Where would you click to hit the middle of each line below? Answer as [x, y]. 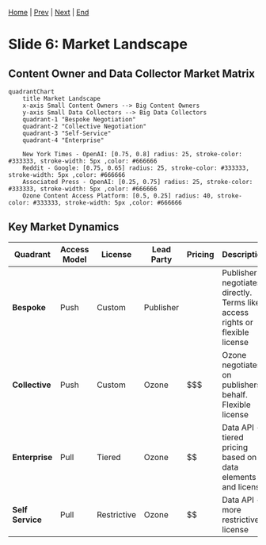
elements [239, 477]
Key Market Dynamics [64, 227]
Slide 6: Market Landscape [98, 44]
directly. [237, 292]
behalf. [234, 394]
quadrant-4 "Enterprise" [63, 140]
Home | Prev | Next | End [49, 12]
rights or [237, 322]
